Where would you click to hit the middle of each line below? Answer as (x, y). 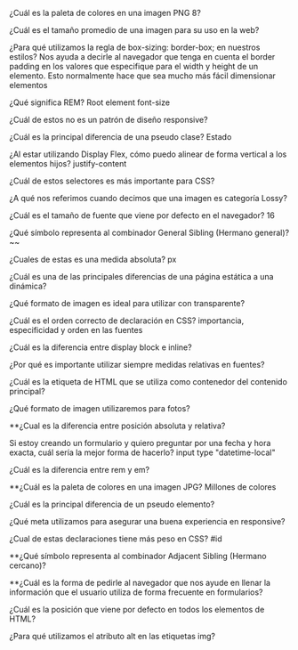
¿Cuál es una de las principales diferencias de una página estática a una (141, 276)
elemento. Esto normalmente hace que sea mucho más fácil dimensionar (142, 76)
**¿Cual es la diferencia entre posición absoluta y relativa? (117, 426)
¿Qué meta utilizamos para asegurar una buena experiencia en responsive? (147, 521)
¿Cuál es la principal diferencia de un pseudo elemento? (112, 504)
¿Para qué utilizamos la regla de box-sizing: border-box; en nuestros (135, 47)
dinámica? (28, 286)
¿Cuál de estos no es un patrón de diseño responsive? (109, 120)
